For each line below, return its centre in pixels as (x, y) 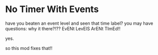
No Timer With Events (52, 9)
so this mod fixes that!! (29, 48)
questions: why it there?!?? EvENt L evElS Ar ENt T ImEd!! (63, 28)
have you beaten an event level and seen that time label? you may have (79, 23)
